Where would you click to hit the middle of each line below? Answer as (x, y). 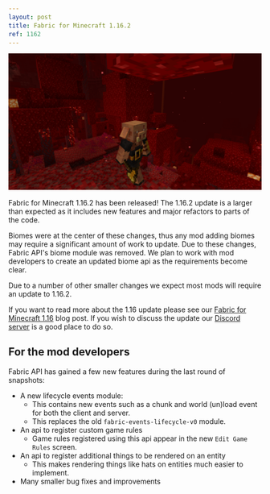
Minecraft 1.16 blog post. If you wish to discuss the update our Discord (125, 318)
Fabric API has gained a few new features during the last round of (117, 372)
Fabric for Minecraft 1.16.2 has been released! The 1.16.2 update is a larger (131, 203)
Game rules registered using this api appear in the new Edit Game (139, 438)
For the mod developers (69, 352)
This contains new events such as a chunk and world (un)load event (145, 404)
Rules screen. (55, 446)
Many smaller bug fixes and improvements (90, 481)
